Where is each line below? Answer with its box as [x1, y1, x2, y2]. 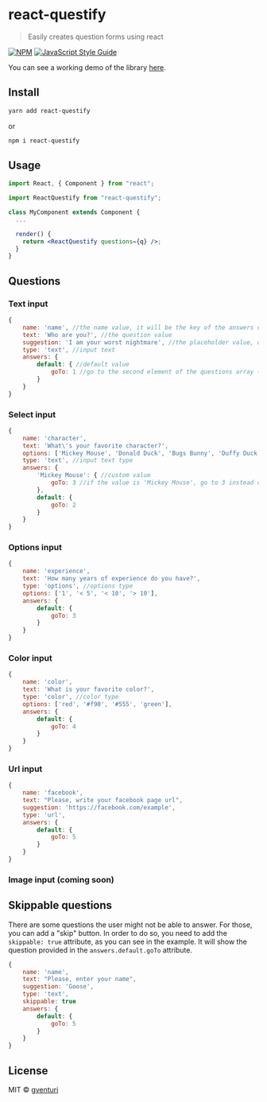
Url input [8, 763, 43, 774]
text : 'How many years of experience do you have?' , [22, 575, 201, 583]
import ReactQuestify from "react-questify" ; [8, 194, 161, 202]
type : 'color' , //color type [22, 693, 119, 701]
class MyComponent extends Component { [8, 208, 141, 216]
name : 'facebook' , [22, 789, 83, 797]
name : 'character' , [22, 434, 87, 442]
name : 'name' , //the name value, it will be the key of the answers [22, 324, 254, 332]
